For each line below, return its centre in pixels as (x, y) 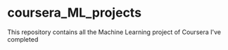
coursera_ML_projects (75, 13)
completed (23, 39)
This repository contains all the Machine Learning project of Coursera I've (114, 32)
